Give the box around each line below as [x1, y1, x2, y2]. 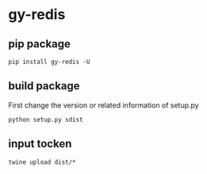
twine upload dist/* [8, 158, 77, 166]
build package [8, 79, 81, 93]
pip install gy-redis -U [8, 58, 90, 66]
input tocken [8, 137, 72, 151]
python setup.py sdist [8, 115, 83, 123]
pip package [8, 37, 71, 51]
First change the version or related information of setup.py [8, 100, 200, 110]
